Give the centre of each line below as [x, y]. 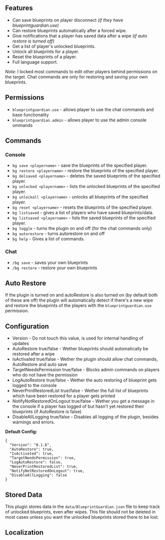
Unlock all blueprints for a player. [46, 51]
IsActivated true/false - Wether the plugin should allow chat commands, [85, 359]
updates [21, 344]
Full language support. [35, 62]
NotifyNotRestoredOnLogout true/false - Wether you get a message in [83, 401]
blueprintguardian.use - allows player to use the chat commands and [83, 109]
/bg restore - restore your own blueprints [55, 268]
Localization [24, 533]
